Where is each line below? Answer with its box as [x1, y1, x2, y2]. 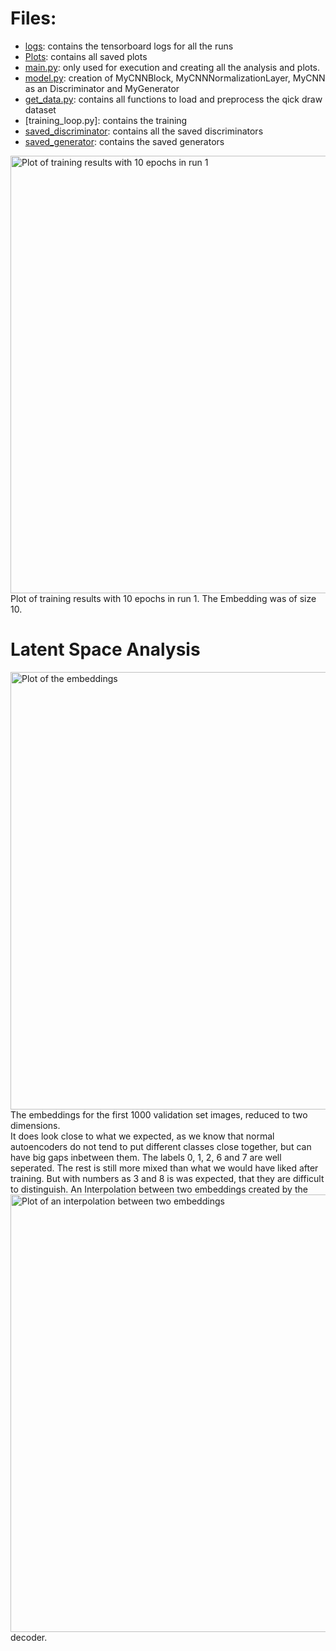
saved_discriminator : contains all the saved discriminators [24, 125, 264, 137]
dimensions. [10, 1119, 61, 1131]
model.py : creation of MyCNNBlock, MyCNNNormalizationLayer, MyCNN [24, 72, 326, 84]
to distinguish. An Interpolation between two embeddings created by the [10, 1183, 308, 1195]
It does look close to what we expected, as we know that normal [10, 1130, 275, 1142]
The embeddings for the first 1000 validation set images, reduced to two [10, 1108, 308, 1121]
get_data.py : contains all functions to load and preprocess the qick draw [24, 93, 323, 105]
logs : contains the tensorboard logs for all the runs [24, 40, 234, 52]
